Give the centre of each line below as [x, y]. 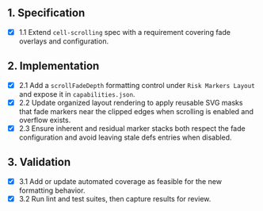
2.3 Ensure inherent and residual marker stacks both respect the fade [132, 128]
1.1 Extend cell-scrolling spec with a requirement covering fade [125, 32]
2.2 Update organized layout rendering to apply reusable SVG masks [131, 102]
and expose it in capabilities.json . [77, 94]
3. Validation [39, 162]
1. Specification [46, 13]
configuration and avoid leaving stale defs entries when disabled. [125, 137]
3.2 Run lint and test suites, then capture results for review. [115, 198]
